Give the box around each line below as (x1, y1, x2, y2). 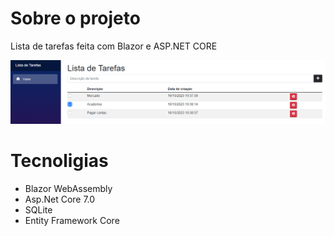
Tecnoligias (10, 150, 109, 172)
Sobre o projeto (10, 7, 141, 30)
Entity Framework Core (24, 214, 120, 226)
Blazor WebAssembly (24, 182, 113, 194)
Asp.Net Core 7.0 (24, 193, 96, 205)
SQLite (24, 203, 53, 216)
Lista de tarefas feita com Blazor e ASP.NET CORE (10, 40, 218, 52)
